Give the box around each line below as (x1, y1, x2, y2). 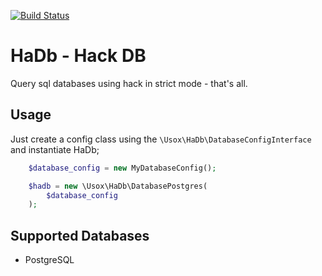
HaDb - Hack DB (10, 45, 147, 67)
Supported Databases (10, 227, 150, 244)
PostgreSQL (24, 254, 75, 266)
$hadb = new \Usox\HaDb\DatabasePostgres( (28, 181, 208, 191)
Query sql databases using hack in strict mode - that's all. (10, 77, 248, 89)
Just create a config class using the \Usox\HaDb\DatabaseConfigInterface (10, 133, 312, 145)
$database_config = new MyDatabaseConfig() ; (28, 163, 217, 173)
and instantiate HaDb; (10, 143, 100, 155)
